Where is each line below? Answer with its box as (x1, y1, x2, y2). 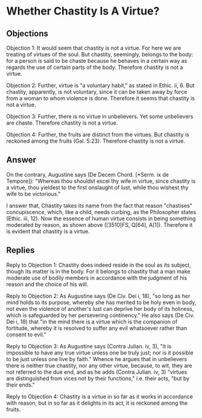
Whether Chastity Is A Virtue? (6, 4, 160, 18)
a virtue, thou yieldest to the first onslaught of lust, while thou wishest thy (6, 183, 189, 191)
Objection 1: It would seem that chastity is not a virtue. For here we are (6, 44, 181, 51)
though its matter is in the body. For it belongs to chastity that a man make (6, 267, 191, 275)
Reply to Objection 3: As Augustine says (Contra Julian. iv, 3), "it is (6, 342, 172, 350)
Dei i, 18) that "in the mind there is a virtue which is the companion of (6, 318, 178, 325)
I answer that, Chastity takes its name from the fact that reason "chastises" (6, 201, 193, 209)
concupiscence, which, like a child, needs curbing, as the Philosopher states (6, 208, 197, 215)
